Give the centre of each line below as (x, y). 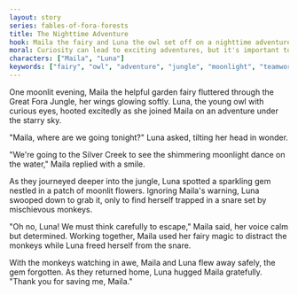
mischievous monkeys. (51, 209)
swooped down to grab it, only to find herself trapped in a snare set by (138, 199)
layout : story (35, 17)
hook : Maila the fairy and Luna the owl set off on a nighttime (130, 42)
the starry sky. (35, 120)
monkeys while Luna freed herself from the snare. (100, 245)
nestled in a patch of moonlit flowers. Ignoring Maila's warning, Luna (134, 190)
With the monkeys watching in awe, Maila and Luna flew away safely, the (142, 262)
